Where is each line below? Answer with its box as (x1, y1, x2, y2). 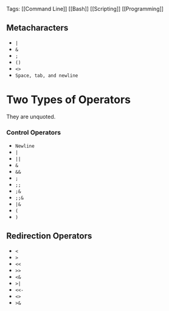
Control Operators (6, 128, 61, 137)
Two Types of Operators (6, 93, 131, 106)
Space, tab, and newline (15, 73, 78, 79)
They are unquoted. (6, 113, 56, 120)
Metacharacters (6, 23, 69, 33)
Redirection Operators (6, 231, 92, 241)
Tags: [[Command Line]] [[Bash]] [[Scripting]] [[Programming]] (6, 5, 164, 12)
